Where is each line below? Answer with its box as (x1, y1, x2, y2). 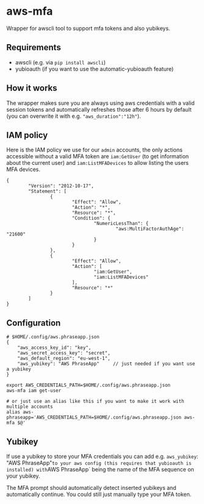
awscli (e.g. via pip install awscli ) (15, 58, 106, 66)
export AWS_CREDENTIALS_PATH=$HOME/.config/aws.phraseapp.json (6, 382, 171, 389)
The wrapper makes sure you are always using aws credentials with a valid (6, 99, 195, 107)
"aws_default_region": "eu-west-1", (17, 356, 111, 362)
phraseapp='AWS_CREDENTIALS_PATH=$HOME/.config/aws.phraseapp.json (6, 414, 182, 421)
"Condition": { (71, 215, 111, 221)
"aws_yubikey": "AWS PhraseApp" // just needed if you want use (17, 361, 195, 367)
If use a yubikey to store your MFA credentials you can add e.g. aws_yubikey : (6, 452, 199, 460)
